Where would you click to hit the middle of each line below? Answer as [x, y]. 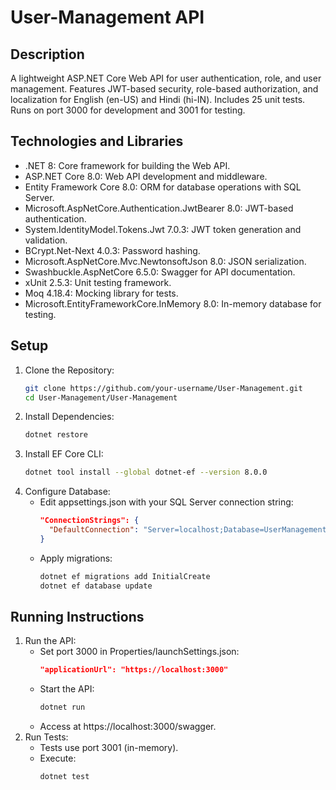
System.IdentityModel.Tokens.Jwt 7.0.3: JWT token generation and [163, 229]
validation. [46, 240]
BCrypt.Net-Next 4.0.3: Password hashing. [112, 250]
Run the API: [50, 641]
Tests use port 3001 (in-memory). [109, 748]
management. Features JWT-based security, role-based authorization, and [164, 89]
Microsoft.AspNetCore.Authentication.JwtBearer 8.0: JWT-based [159, 208]
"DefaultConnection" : [94, 530]
